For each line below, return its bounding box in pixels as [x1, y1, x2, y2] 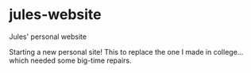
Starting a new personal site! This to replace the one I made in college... [9, 47, 244, 56]
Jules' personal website [9, 32, 87, 41]
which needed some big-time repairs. [9, 56, 132, 65]
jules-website [9, 6, 102, 24]
